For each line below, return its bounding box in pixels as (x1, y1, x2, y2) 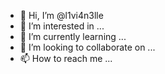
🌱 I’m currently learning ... (19, 31, 127, 42)
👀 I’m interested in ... (19, 20, 105, 32)
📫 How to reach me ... (19, 53, 113, 64)
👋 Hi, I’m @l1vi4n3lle (19, 10, 104, 21)
